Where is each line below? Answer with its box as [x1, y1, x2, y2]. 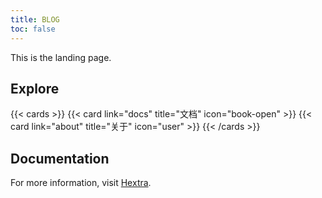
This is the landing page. [10, 51, 112, 63]
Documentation [10, 150, 110, 167]
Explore [10, 80, 60, 97]
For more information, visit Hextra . [10, 177, 152, 189]
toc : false [10, 24, 56, 34]
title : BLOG [10, 14, 60, 25]
